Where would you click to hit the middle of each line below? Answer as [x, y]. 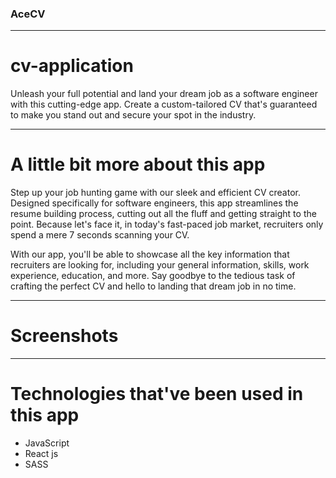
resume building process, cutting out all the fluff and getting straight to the [163, 214]
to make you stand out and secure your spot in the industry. [133, 115]
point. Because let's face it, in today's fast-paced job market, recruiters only [167, 224]
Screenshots [64, 336]
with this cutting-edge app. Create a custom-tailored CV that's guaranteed [164, 104]
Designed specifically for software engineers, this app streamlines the [154, 203]
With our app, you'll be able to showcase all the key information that [150, 254]
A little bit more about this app [138, 164]
